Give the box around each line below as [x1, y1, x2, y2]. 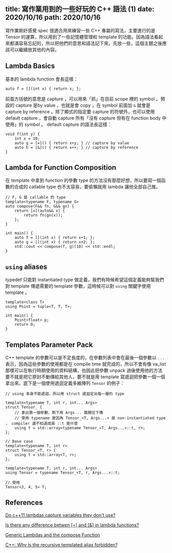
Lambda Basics [5, 62, 55, 71]
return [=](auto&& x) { [14, 209, 66, 214]
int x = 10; [14, 136, 40, 141]
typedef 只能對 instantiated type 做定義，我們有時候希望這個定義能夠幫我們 [5, 276, 164, 283]
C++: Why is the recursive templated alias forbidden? [5, 541, 118, 548]
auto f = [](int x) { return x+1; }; [14, 235, 95, 240]
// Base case [5, 439, 33, 444]
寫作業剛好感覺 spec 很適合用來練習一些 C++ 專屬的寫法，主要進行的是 [5, 27, 156, 33]
